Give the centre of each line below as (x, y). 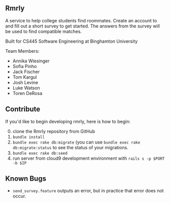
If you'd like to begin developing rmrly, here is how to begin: (68, 121)
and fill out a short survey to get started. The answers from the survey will (82, 26)
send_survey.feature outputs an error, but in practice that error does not (88, 191)
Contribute (23, 109)
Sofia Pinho (25, 66)
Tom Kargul (25, 77)
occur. (19, 196)
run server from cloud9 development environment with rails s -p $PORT (89, 158)
